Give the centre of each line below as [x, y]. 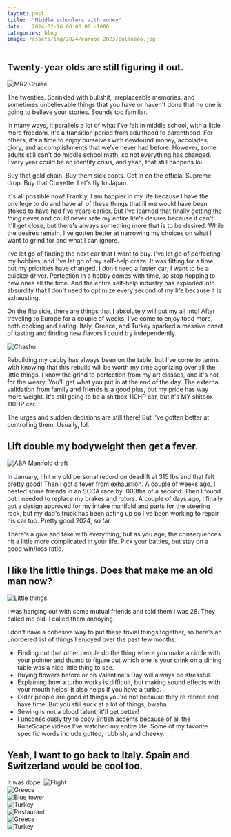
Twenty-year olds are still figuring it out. [96, 67]
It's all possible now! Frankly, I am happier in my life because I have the [108, 196]
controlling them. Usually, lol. [48, 424]
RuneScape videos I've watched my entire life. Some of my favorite [112, 726]
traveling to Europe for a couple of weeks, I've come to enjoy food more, [110, 318]
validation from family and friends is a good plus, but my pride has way [108, 389]
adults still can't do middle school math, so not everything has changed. [109, 154]
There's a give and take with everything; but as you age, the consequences [114, 534]
